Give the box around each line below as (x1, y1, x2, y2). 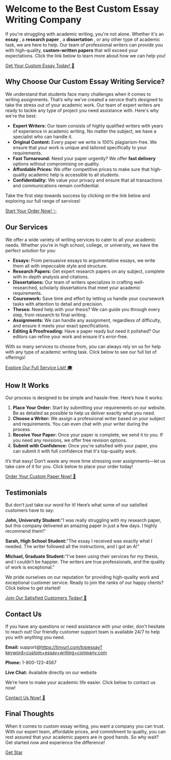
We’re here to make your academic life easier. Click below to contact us (5, 679, 156, 685)
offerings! (5, 354, 26, 360)
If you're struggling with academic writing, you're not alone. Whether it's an (5, 31, 164, 37)
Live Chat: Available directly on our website (5, 669, 97, 676)
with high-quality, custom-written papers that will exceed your (5, 47, 138, 53)
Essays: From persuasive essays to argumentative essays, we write (12, 257, 156, 264)
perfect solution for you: (5, 247, 56, 253)
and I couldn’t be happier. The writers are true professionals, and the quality (5, 559, 165, 565)
